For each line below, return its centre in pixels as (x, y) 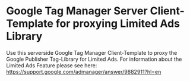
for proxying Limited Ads (118, 24)
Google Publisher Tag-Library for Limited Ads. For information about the (94, 59)
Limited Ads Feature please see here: (52, 65)
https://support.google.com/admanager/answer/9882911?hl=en (84, 71)
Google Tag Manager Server (77, 11)
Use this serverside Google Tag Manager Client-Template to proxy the (92, 52)
